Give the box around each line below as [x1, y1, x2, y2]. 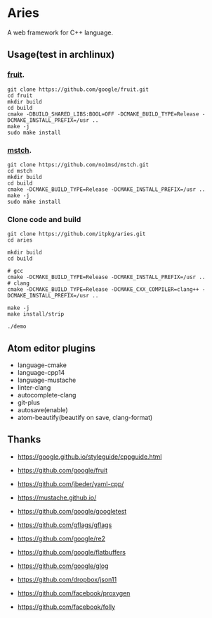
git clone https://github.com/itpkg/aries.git [7, 230, 146, 237]
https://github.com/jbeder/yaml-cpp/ [17, 479, 124, 488]
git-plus [17, 398, 41, 407]
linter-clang [17, 383, 51, 392]
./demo [7, 323, 27, 330]
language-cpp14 [17, 369, 65, 377]
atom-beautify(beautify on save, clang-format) [17, 414, 153, 422]
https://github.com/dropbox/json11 [17, 575, 117, 583]
